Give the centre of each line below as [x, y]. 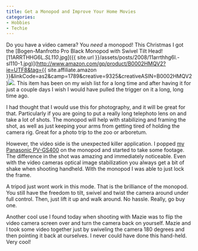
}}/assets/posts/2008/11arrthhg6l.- [137, 57]
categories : [21, 17]
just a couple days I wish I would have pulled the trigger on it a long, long [95, 90]
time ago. [18, 96]
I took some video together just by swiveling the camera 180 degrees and [95, 229]
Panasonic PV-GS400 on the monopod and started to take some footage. [95, 150]
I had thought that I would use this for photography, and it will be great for [96, 107]
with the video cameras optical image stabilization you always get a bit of [95, 162]
